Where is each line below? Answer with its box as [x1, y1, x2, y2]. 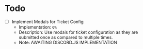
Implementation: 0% [18, 24, 57, 30]
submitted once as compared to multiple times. [18, 35, 113, 40]
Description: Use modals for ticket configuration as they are [18, 29, 138, 35]
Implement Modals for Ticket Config [11, 19, 84, 24]
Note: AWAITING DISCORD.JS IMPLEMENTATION [18, 39, 117, 45]
